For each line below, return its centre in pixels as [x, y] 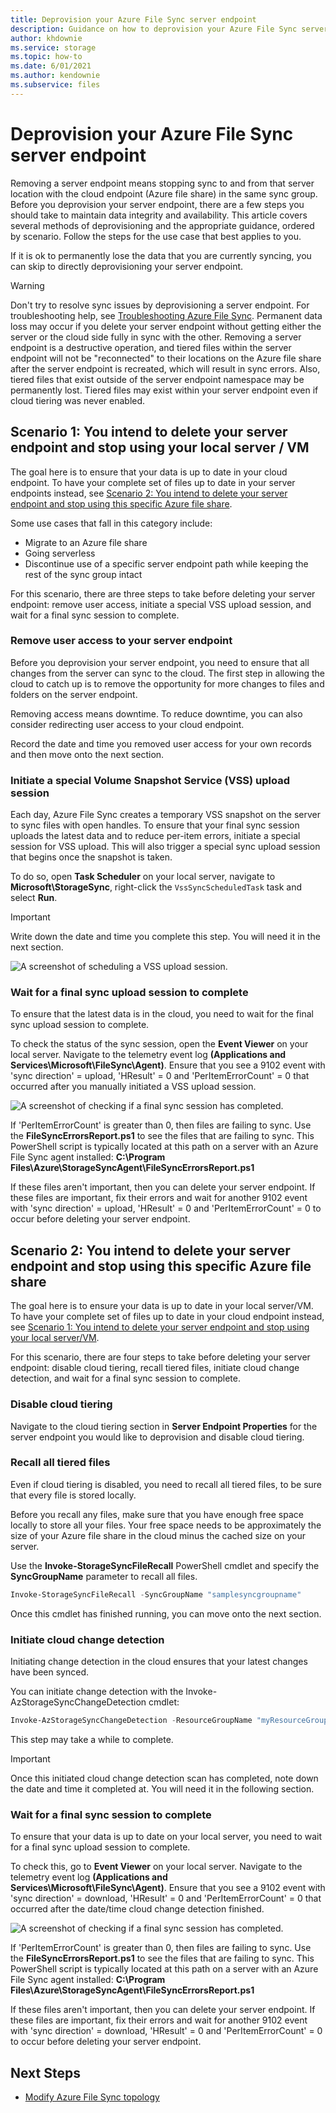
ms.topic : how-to [46, 57]
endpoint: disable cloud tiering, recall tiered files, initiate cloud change [155, 1368]
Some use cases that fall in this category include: [111, 523]
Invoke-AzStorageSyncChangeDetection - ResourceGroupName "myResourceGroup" [171, 1720]
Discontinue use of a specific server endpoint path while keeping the [166, 563]
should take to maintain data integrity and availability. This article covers [159, 215]
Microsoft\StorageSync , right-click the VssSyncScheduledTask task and [156, 887]
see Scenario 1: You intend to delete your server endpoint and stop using [160, 1327]
